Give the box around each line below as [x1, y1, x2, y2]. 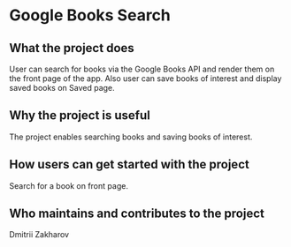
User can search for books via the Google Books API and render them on [9, 64, 275, 74]
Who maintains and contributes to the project [9, 206, 265, 221]
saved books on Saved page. [9, 83, 115, 93]
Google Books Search [9, 5, 171, 26]
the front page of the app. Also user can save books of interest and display [9, 73, 282, 84]
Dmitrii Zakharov [9, 229, 69, 240]
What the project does [9, 41, 134, 56]
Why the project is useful [9, 108, 150, 123]
